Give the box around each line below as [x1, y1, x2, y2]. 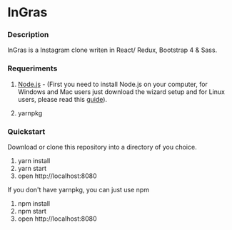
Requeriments [7, 63, 58, 73]
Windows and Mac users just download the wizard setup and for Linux [17, 87, 225, 96]
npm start [17, 207, 46, 216]
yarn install [17, 157, 51, 165]
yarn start [17, 164, 47, 173]
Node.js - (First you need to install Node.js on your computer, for [17, 80, 208, 88]
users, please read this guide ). [17, 95, 108, 103]
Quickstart [7, 126, 46, 136]
